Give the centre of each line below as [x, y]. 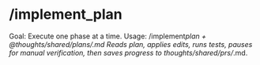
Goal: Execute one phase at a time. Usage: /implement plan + [107, 36]
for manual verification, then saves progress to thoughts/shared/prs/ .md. [128, 52]
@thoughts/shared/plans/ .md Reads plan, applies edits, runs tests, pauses [131, 44]
